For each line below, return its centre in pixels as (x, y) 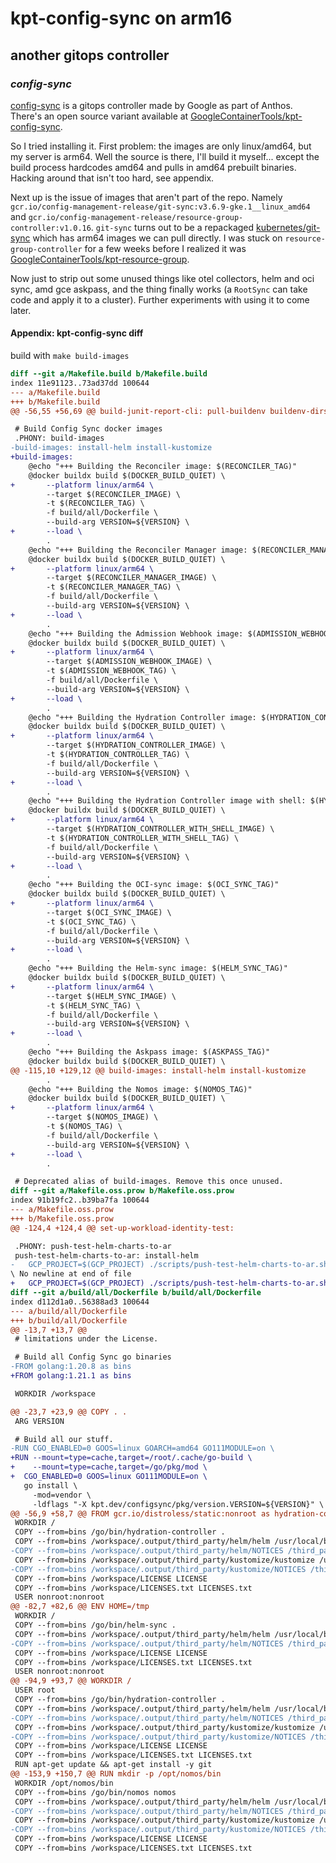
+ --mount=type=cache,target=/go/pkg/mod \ (109, 1467)
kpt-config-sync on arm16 (121, 18)
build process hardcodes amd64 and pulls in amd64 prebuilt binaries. (153, 167)
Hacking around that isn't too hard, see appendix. (112, 178)
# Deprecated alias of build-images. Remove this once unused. (149, 1182)
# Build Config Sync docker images (88, 429)
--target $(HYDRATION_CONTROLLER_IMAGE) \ (136, 745)
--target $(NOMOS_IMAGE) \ (102, 1117)
